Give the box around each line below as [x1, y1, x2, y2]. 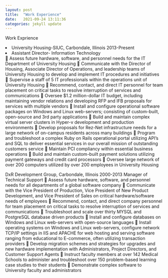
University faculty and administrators [5, 267, 82, 273]
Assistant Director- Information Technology [12, 50, 101, 56]
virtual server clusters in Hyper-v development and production [5, 119, 134, 125]
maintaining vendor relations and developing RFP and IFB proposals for [5, 98, 152, 104]
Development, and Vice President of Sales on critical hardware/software [5, 193, 154, 199]
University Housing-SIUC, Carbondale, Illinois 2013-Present [12, 45, 134, 51]
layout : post [5, 7, 33, 13]
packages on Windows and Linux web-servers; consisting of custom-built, [5, 109, 159, 115]
